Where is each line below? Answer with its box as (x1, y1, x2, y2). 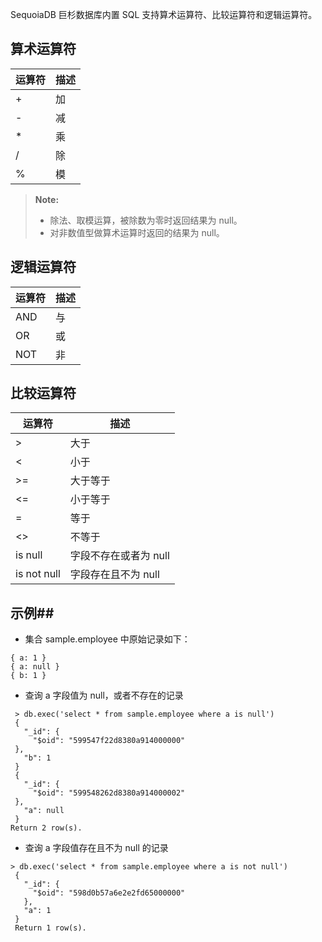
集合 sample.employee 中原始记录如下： (24, 633, 191, 645)
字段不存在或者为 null (69, 549, 170, 563)
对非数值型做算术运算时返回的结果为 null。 (49, 226, 225, 238)
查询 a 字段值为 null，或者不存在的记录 (24, 689, 184, 702)
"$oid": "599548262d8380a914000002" (32, 788, 186, 798)
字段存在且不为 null (69, 568, 160, 582)
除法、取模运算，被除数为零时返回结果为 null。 (49, 214, 243, 226)
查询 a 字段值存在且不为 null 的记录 (24, 842, 169, 854)
